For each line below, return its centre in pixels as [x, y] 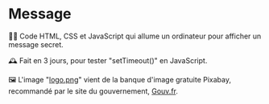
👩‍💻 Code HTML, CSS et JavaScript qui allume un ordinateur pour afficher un [135, 36]
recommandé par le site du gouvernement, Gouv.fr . [93, 91]
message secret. [36, 44]
